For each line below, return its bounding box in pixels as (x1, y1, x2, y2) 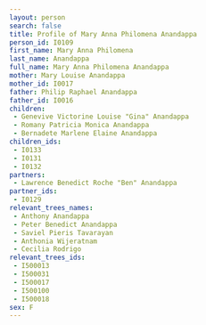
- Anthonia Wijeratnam (12, 237, 98, 246)
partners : (9, 170, 46, 179)
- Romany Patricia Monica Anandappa (12, 121, 150, 130)
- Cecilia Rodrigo (12, 245, 82, 254)
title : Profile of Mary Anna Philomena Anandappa (9, 29, 198, 38)
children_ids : (9, 137, 62, 146)
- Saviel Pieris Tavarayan (12, 228, 114, 237)
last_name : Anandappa (9, 54, 90, 63)
